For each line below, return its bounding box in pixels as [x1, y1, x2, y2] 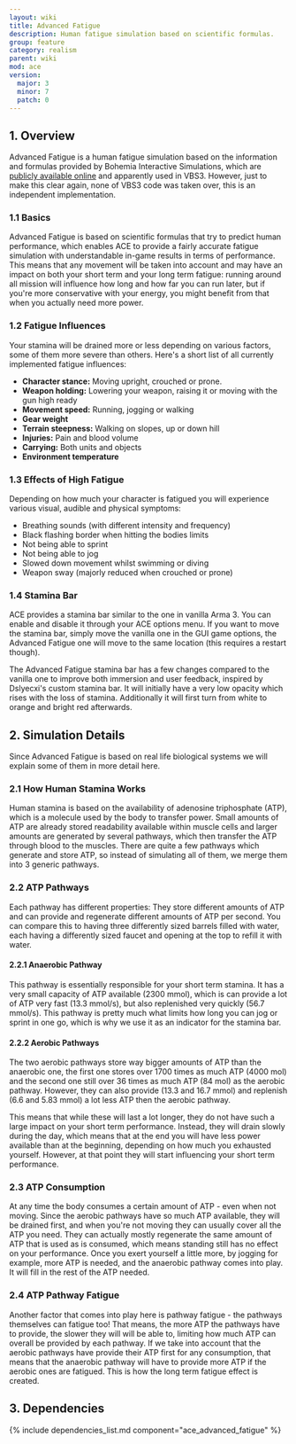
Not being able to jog [21, 549, 99, 559]
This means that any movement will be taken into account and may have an [9, 260, 283, 270]
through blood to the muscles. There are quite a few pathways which [9, 840, 260, 851]
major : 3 [17, 79, 49, 88]
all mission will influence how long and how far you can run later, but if [9, 278, 265, 289]
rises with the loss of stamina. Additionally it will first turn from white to [9, 692, 268, 703]
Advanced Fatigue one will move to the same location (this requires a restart [9, 637, 287, 648]
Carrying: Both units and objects [21, 441, 142, 452]
